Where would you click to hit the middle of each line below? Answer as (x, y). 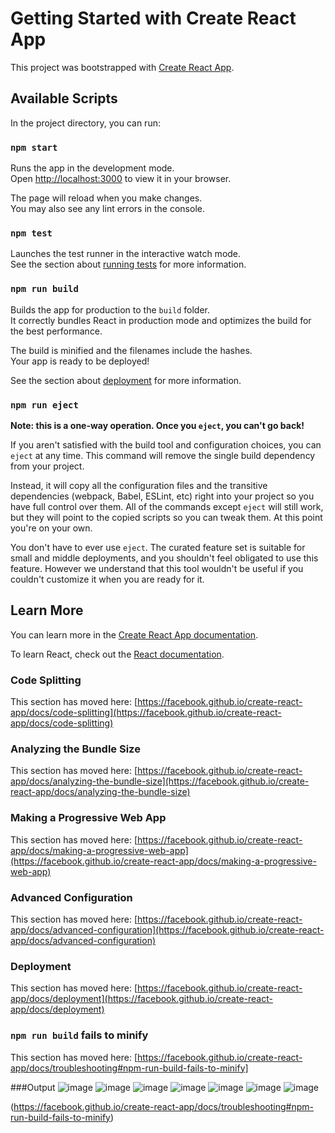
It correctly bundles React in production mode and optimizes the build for (161, 320)
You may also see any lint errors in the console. (107, 209)
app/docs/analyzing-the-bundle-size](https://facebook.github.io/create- (160, 781)
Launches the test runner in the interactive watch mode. (126, 254)
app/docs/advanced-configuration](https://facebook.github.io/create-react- (167, 929)
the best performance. (56, 331)
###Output (33, 1087)
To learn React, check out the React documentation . (117, 654)
